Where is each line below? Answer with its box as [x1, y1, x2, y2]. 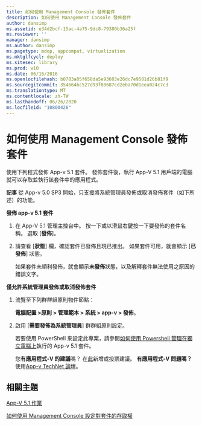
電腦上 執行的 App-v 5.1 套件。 [20, 342, 95, 349]
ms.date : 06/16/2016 [6, 71, 58, 77]
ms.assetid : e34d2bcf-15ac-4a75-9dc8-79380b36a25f [6, 25, 136, 32]
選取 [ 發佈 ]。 [27, 230, 59, 237]
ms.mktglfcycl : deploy [6, 54, 63, 60]
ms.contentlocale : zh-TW [6, 93, 69, 99]
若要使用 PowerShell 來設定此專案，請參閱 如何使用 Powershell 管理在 [14, 335, 188, 342]
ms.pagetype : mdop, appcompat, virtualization [6, 48, 125, 54]
